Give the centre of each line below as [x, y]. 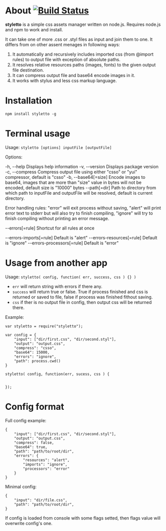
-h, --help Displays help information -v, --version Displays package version [82, 166]
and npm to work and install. [34, 29]
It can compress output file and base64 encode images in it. [74, 75]
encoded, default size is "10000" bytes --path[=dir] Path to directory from [81, 188]
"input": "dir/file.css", [41, 500]
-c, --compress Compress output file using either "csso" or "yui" [71, 172]
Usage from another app [56, 263]
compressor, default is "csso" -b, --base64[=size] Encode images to [75, 177]
